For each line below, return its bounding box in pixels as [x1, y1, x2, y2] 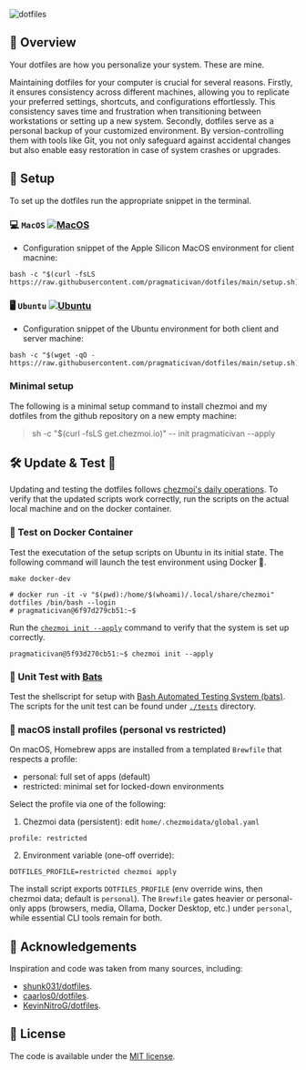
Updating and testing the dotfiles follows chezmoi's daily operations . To [9, 484, 279, 495]
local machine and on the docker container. [9, 504, 172, 515]
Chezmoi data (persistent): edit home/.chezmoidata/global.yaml [22, 816, 260, 828]
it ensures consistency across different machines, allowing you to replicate [9, 87, 290, 97]
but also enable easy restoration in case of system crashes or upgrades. [9, 144, 280, 155]
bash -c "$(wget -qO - [9, 351, 96, 360]
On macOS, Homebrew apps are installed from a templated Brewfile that [9, 744, 282, 755]
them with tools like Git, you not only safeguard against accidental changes [9, 135, 291, 146]
